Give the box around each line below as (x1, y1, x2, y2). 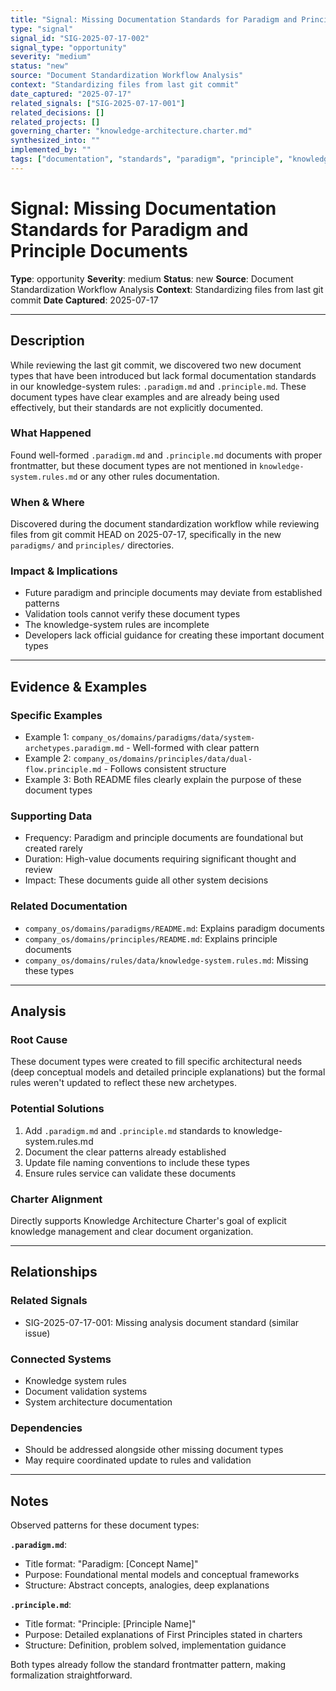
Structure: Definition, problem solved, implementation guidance (24, 1639, 287, 1651)
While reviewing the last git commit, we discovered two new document (10, 359, 302, 371)
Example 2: (24, 752, 72, 765)
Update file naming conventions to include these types (24, 1156, 250, 1168)
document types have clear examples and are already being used (10, 391, 280, 403)
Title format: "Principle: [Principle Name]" (24, 1618, 197, 1630)
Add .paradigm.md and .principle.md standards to (24, 1124, 232, 1136)
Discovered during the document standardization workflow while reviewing (10, 518, 320, 530)
